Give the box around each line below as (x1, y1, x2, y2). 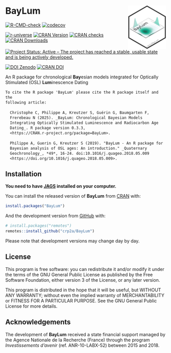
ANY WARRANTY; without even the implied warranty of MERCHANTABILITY (5, 292, 165, 298)
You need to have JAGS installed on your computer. (5, 183, 116, 189)
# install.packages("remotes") (5, 223, 72, 229)
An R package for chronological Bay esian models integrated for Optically (5, 74, 159, 80)
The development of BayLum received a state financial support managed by (5, 331, 166, 337)
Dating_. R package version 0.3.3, (10, 125, 86, 130)
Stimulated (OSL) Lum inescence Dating (5, 79, 88, 85)
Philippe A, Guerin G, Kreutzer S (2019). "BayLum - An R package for (10, 141, 163, 146)
